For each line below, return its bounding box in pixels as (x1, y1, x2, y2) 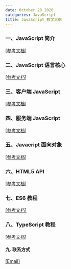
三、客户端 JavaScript (5, 88, 60, 95)
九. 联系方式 (5, 246, 31, 253)
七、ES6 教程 (5, 195, 38, 202)
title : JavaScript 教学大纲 (5, 17, 62, 22)
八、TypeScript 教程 (5, 221, 56, 228)
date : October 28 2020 (5, 7, 54, 13)
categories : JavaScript (5, 12, 56, 17)
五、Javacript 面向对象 (5, 141, 62, 148)
